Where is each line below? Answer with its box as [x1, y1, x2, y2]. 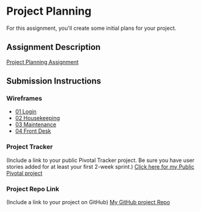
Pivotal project [6, 169, 43, 177]
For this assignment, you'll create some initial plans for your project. [6, 24, 177, 32]
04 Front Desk [15, 127, 52, 135]
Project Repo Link [6, 185, 60, 193]
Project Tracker [6, 143, 53, 151]
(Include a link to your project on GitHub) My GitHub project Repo [6, 199, 171, 206]
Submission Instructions [6, 76, 102, 87]
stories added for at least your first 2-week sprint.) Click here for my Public [6, 163, 195, 170]
